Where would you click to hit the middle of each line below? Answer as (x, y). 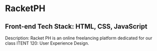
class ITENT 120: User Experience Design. (47, 43)
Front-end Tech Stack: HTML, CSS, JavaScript (76, 26)
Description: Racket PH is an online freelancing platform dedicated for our (79, 38)
